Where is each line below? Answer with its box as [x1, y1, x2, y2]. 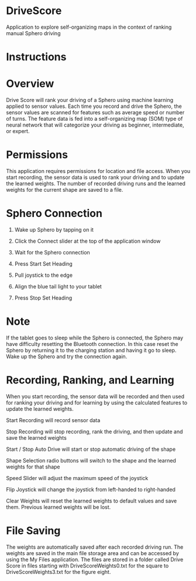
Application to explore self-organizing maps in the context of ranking [6, 23, 172, 30]
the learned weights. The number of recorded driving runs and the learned [6, 180, 186, 187]
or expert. [6, 128, 30, 135]
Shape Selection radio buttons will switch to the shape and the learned [6, 457, 177, 464]
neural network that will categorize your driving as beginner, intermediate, [6, 121, 184, 128]
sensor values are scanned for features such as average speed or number [6, 109, 185, 116]
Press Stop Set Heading [14, 294, 73, 301]
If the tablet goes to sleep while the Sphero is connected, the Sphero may [6, 334, 183, 341]
